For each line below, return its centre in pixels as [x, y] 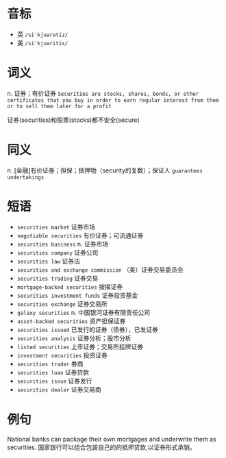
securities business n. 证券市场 [63, 244]
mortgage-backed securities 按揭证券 [70, 287]
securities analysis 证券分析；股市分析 [74, 338]
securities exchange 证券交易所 [62, 304]
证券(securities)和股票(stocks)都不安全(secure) [74, 120]
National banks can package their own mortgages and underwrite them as [112, 439]
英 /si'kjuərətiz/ [42, 34]
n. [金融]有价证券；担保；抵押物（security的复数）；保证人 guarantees [105, 170]
